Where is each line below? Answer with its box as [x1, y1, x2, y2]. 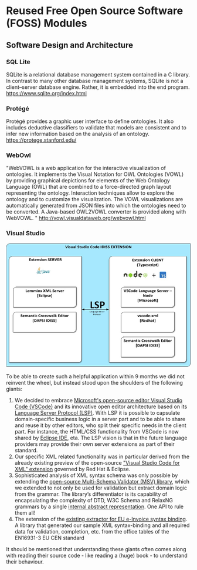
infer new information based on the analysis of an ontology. [6, 131, 150, 138]
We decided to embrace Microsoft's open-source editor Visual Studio [14, 397, 183, 404]
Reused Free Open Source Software [6, 4, 184, 18]
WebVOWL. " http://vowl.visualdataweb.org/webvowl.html [6, 215, 146, 222]
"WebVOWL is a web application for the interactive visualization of [6, 165, 166, 172]
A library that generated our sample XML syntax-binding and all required [14, 522, 190, 529]
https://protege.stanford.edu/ [6, 136, 77, 144]
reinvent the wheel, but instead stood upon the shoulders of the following [6, 379, 183, 386]
